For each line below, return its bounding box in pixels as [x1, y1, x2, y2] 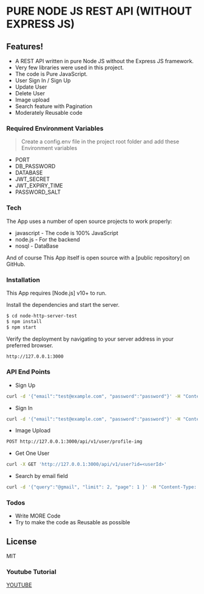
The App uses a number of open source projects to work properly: [6, 217, 172, 225]
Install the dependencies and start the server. [6, 301, 120, 308]
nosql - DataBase [15, 242, 59, 250]
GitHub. [6, 260, 25, 268]
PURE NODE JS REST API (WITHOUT [6, 4, 192, 18]
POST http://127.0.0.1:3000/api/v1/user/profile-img [6, 439, 143, 445]
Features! [6, 41, 44, 52]
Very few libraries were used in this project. [15, 64, 124, 71]
